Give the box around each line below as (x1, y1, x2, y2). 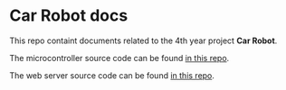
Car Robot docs (9, 5, 129, 26)
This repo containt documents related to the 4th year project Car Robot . (9, 35, 278, 46)
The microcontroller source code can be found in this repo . (9, 52, 230, 63)
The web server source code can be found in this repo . (9, 69, 215, 81)
